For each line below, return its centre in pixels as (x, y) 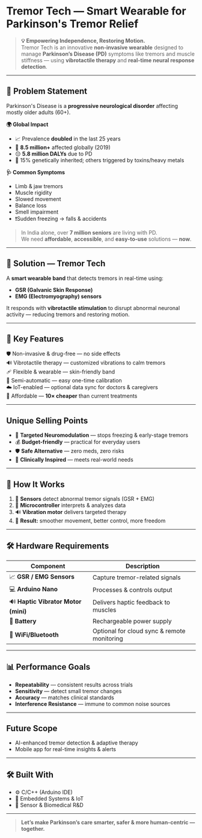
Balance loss (31, 205)
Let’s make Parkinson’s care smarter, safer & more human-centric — (108, 822)
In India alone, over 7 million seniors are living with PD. (89, 232)
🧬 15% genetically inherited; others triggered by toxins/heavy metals (99, 160)
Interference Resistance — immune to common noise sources (93, 703)
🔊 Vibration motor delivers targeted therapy (71, 512)
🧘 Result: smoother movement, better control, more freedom (90, 521)
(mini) (18, 611)
